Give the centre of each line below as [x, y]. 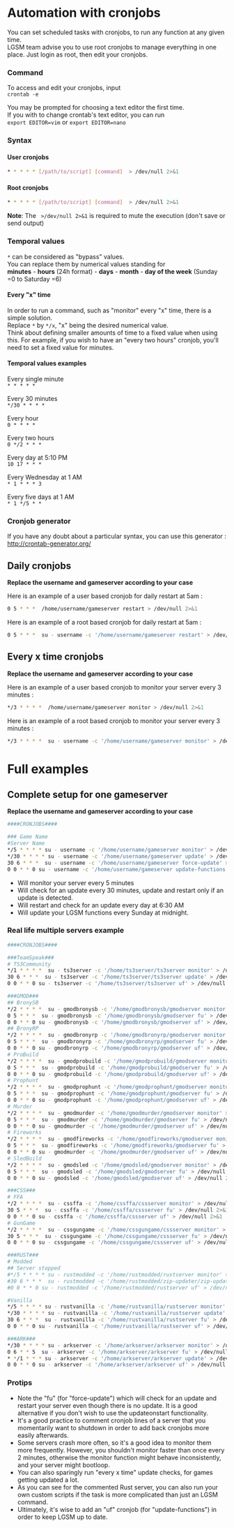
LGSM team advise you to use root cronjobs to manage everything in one [112, 47]
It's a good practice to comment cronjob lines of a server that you [111, 1420]
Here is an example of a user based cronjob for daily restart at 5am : [105, 596]
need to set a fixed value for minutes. [61, 347]
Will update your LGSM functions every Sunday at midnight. [103, 912]
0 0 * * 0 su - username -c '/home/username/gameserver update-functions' [118, 869]
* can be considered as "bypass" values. [66, 256]
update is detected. [45, 897]
